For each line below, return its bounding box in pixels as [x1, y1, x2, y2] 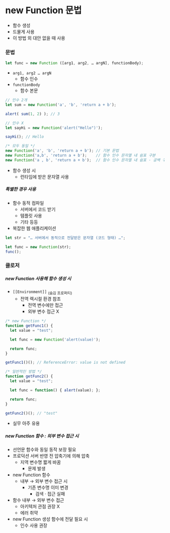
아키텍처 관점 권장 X [20, 504, 60, 510]
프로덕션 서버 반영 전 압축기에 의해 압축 [12, 453, 90, 459]
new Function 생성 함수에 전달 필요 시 [12, 516, 88, 522]
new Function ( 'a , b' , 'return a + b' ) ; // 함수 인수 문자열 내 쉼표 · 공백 [5, 157, 160, 162]
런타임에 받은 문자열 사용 [20, 173, 69, 180]
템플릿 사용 [20, 212, 42, 218]
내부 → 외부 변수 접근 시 [20, 478, 68, 484]
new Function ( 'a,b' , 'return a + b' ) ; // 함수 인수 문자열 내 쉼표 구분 [5, 153, 156, 158]
